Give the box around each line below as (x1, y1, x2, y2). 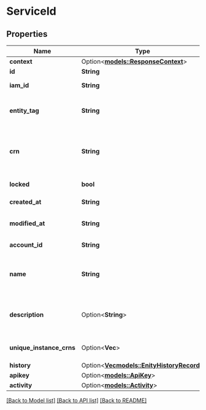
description (9, 311, 44, 319)
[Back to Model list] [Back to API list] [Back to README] (6, 397, 147, 404)
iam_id (9, 81, 29, 90)
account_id (9, 241, 43, 249)
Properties (6, 29, 48, 39)
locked (9, 180, 30, 188)
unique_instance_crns (9, 344, 75, 352)
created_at (9, 198, 42, 206)
